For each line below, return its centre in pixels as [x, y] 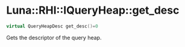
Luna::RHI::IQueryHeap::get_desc [93, 10]
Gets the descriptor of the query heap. [54, 37]
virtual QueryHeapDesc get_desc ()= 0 [52, 26]
